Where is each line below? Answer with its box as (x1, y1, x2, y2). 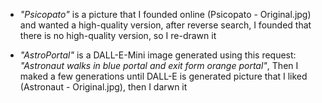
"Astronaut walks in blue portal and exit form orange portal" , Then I (19, 60, 299, 71)
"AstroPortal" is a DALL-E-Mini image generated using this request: (19, 49, 297, 61)
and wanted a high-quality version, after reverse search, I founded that (19, 19, 312, 31)
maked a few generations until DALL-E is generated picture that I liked (19, 70, 308, 82)
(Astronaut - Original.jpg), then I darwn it (19, 81, 188, 93)
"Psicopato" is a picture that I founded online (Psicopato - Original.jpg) (19, 9, 312, 20)
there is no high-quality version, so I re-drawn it (19, 30, 217, 41)
